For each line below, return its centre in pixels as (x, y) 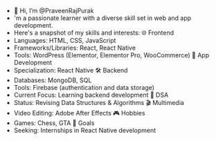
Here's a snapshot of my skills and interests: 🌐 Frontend (94, 32)
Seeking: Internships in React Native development (85, 130)
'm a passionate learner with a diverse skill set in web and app (102, 18)
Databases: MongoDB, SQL (53, 80)
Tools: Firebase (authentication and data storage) (84, 87)
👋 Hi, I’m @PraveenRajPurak (54, 11)
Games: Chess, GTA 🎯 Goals (54, 123)
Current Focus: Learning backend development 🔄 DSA (91, 95)
